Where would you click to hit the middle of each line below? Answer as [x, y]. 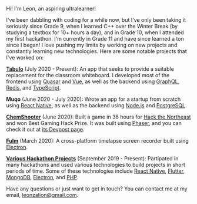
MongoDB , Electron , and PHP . [42, 177]
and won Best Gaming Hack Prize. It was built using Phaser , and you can [94, 123]
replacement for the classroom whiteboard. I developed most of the [88, 75]
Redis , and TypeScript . [34, 88]
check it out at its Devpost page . [45, 129]
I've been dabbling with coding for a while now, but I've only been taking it [96, 20]
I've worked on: [25, 57]
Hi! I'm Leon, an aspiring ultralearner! [51, 9]
